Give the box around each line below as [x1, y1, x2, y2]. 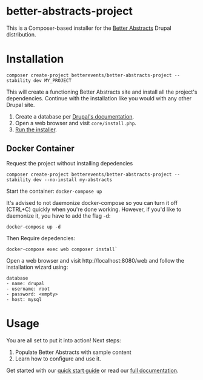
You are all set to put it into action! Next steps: [6, 336, 121, 344]
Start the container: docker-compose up [6, 187, 102, 195]
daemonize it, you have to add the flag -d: [6, 212, 111, 219]
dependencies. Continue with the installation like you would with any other [6, 94, 192, 102]
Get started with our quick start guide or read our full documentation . [6, 367, 179, 374]
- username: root [6, 286, 50, 292]
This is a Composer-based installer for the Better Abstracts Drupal [6, 24, 171, 32]
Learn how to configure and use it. [15, 354, 101, 362]
